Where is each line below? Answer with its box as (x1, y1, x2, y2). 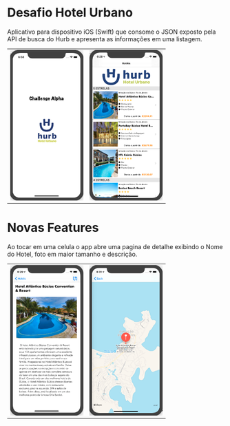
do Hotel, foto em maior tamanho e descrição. (7, 250, 138, 259)
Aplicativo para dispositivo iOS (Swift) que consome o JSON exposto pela (7, 28, 216, 36)
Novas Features (7, 220, 99, 235)
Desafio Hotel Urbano (7, 5, 133, 21)
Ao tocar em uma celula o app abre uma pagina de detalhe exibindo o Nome (7, 243, 223, 251)
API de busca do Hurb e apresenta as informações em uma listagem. (7, 34, 202, 43)
